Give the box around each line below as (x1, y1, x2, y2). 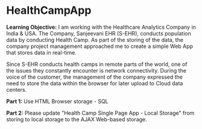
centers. (6, 86, 27, 93)
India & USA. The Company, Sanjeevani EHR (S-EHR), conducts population (6, 29, 191, 37)
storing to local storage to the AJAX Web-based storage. (6, 115, 148, 123)
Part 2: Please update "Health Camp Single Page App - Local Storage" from (6, 109, 195, 116)
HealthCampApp (6, 4, 92, 17)
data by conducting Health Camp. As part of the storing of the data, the (6, 36, 184, 43)
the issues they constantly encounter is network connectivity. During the (6, 67, 187, 74)
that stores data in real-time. (6, 49, 77, 56)
